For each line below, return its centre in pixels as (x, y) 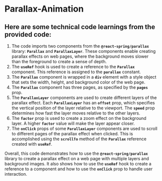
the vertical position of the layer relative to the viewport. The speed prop (83, 108)
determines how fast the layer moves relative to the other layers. (76, 113)
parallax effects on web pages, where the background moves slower (80, 56)
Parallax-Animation (44, 9)
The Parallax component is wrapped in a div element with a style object (84, 77)
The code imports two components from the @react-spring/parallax (80, 46)
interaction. (16, 174)
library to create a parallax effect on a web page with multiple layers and (77, 158)
